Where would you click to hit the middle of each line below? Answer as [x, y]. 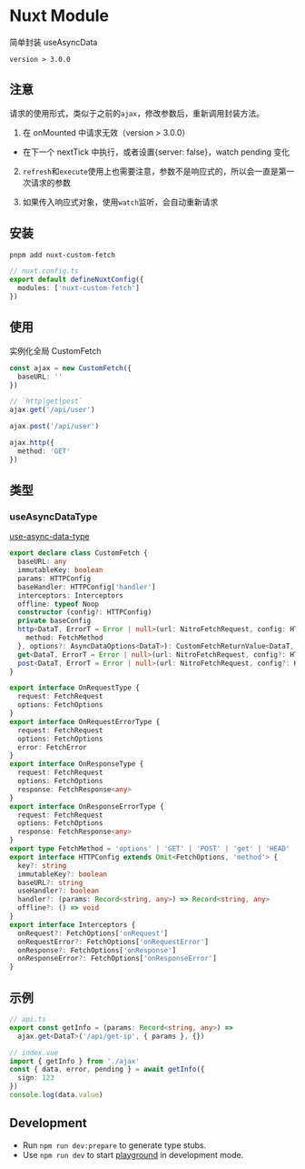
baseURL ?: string [50, 882]
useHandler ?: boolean [59, 891]
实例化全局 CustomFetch [55, 350]
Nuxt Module [59, 16]
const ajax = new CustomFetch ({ [70, 368]
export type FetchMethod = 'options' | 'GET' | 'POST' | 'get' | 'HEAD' [150, 849]
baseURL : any [42, 562]
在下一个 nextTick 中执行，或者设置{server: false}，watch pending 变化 [156, 152]
